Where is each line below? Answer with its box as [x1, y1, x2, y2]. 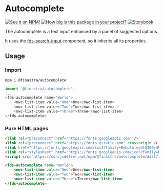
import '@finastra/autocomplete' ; [5, 86, 76, 91]
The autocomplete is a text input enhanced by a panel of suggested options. [5, 28, 159, 34]
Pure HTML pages [5, 125, 49, 132]
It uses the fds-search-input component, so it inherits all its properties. [5, 38, 147, 44]
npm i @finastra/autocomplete [5, 77, 67, 83]
